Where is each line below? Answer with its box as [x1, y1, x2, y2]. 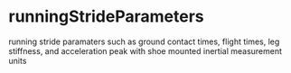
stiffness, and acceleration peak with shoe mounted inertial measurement [8, 45, 282, 56]
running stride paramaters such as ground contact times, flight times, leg [8, 36, 280, 47]
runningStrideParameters [8, 6, 204, 27]
